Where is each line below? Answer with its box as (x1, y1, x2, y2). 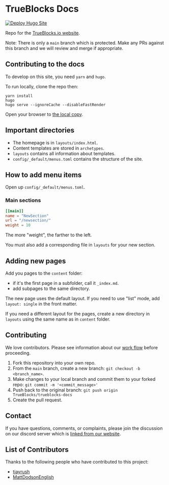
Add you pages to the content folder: (5, 270, 82, 276)
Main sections (5, 197, 41, 204)
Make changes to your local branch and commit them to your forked (12, 376, 156, 382)
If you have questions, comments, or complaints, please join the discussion (5, 425, 163, 431)
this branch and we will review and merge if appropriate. (5, 45, 124, 51)
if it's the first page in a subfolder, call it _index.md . (12, 280, 119, 286)
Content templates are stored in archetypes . (12, 145, 104, 151)
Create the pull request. (12, 397, 63, 403)
